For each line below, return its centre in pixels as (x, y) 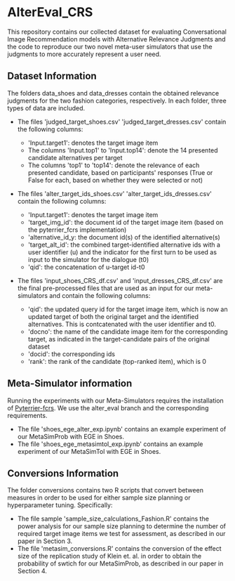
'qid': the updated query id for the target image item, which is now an (128, 309)
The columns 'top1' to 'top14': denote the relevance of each (114, 165)
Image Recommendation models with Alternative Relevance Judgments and (116, 39)
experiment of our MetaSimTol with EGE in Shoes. (89, 451)
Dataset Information (52, 76)
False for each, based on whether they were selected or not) (115, 180)
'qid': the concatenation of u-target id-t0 (86, 267)
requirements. (27, 415)
